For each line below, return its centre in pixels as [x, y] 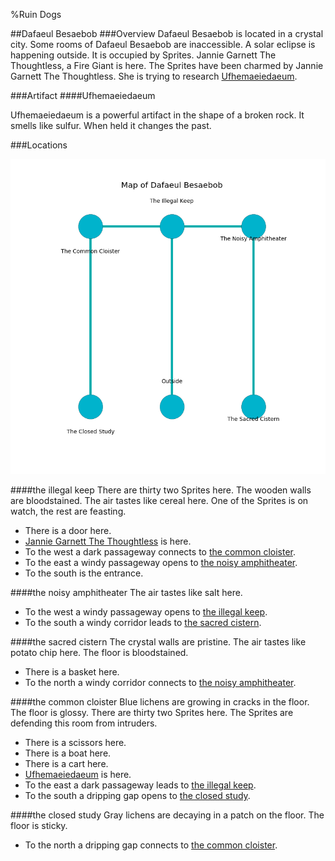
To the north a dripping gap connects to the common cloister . [151, 845]
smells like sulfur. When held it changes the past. [111, 125]
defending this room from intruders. [84, 723]
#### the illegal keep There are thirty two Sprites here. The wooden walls [161, 490]
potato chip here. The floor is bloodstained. [99, 652]
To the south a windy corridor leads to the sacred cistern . [143, 622]
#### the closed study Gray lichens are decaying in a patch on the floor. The [167, 815]
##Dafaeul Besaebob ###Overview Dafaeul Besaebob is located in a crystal [167, 33]
